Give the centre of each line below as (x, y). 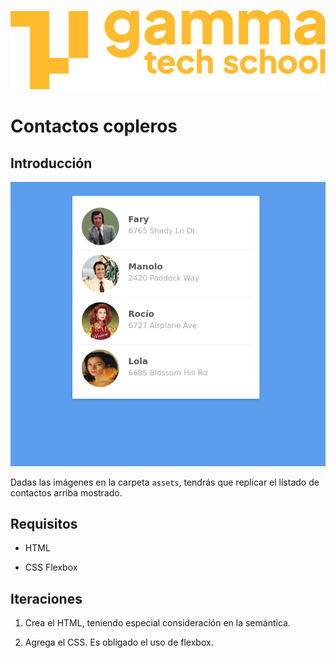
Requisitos (44, 523)
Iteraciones (46, 598)
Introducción (51, 163)
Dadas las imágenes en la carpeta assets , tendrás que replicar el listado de (165, 482)
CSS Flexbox (51, 567)
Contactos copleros (94, 126)
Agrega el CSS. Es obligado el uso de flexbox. (119, 642)
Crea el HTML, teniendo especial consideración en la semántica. (157, 623)
